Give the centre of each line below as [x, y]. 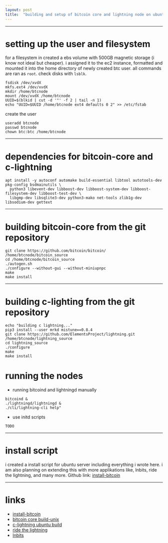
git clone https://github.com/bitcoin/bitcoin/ [56, 251]
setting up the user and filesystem [78, 44]
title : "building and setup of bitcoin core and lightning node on [78, 15]
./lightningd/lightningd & [33, 403]
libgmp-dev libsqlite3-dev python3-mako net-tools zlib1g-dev [76, 198]
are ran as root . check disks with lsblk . [46, 74]
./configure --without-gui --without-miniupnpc [56, 268]
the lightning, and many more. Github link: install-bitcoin [63, 475]
